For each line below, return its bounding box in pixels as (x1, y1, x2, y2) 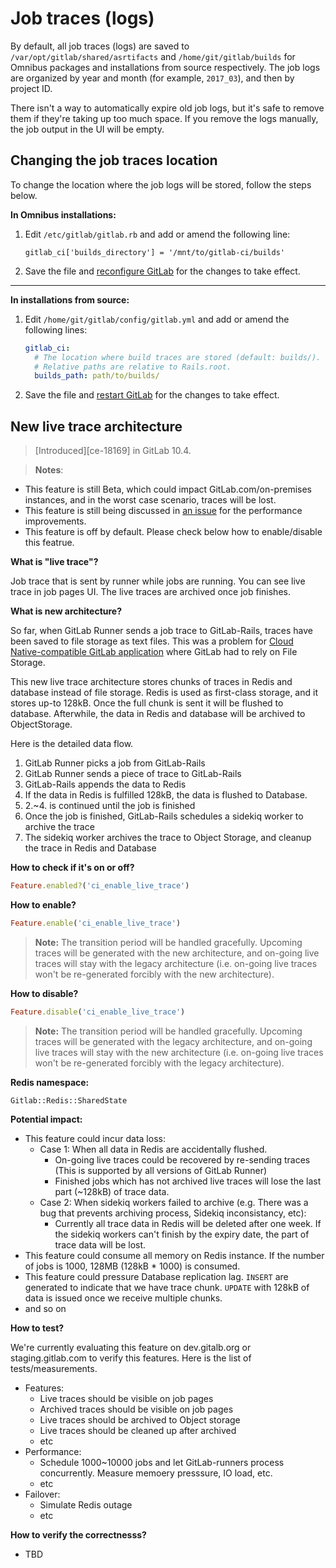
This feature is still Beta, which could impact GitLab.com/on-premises (24, 483, 312, 496)
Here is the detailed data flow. (10, 738, 134, 750)
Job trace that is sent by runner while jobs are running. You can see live (10, 575, 306, 587)
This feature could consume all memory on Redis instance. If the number (24, 1249, 325, 1261)
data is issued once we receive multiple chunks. (24, 1292, 223, 1304)
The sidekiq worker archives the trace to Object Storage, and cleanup (24, 832, 312, 844)
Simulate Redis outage (39, 1498, 133, 1511)
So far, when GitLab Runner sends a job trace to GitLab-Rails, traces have (10, 625, 313, 637)
